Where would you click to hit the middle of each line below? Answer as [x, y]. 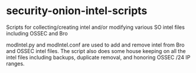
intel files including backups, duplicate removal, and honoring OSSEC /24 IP [98, 57]
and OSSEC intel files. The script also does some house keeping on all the [96, 51]
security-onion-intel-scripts [77, 11]
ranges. [15, 64]
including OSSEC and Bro [37, 33]
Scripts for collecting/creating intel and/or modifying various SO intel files [95, 27]
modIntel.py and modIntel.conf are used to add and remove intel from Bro [95, 45]
